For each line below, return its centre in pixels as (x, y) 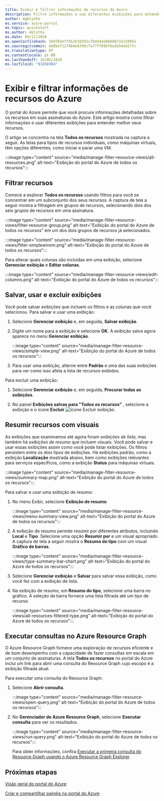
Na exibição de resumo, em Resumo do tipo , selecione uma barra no (81, 591)
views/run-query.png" (34, 737)
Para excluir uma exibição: (31, 380)
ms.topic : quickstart (27, 28)
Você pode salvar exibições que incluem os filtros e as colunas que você (78, 307)
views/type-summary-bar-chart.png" (49, 561)
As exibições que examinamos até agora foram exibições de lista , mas (76, 436)
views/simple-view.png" (36, 351)
